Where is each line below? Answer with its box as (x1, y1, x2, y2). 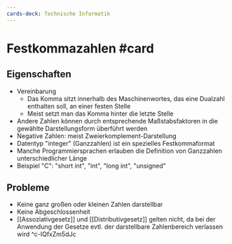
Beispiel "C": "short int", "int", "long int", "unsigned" (16, 161, 166, 170)
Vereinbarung (16, 87, 57, 95)
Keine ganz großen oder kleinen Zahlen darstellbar (16, 201, 163, 209)
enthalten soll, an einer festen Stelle (27, 102, 131, 110)
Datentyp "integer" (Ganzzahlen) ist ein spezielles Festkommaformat (16, 139, 215, 147)
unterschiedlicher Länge (16, 154, 88, 162)
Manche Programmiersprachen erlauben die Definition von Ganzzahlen (16, 147, 222, 155)
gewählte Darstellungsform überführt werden (16, 124, 148, 133)
